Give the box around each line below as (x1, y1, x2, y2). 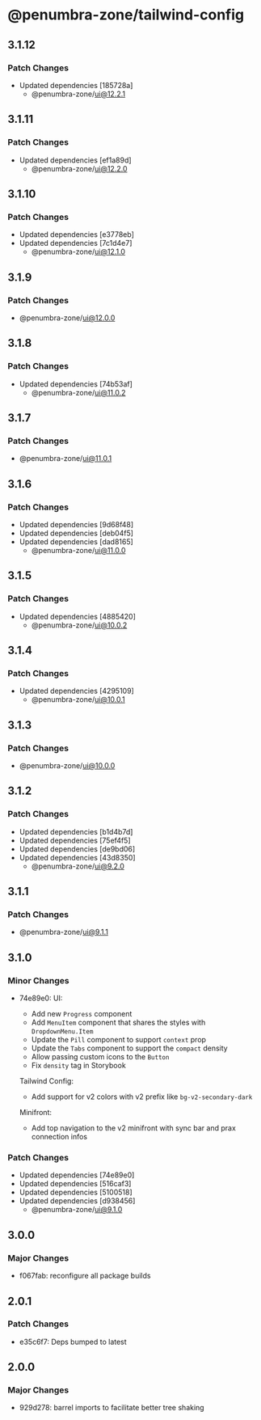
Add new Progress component (31, 1009, 133, 1019)
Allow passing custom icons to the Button (31, 1052, 170, 1062)
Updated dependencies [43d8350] (19, 852, 136, 862)
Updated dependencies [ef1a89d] (19, 155, 132, 165)
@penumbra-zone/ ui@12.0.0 (19, 313, 116, 323)
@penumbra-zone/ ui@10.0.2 (31, 620, 128, 630)
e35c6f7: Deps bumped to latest (19, 1337, 127, 1346)
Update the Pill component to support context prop (31, 1035, 207, 1045)
